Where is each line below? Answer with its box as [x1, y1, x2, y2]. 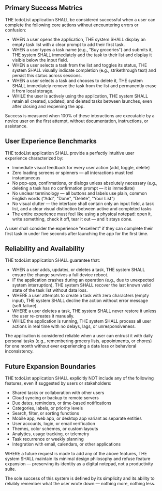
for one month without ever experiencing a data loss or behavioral [5, 343, 136, 349]
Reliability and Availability [5, 245, 85, 253]
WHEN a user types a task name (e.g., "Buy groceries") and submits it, [12, 47, 153, 52]
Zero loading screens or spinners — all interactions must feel [12, 170, 134, 175]
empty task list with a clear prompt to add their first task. [12, 41, 125, 48]
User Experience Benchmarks [5, 137, 97, 145]
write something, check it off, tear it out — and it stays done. [12, 216, 133, 222]
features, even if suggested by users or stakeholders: [5, 380, 112, 386]
